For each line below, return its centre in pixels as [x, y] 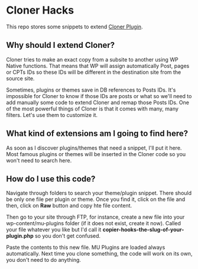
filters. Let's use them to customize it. [52, 115]
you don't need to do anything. [44, 260]
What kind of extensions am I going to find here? [97, 134]
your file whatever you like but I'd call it [54, 230]
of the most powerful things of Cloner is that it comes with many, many [92, 108]
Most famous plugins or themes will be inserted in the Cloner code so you [96, 154]
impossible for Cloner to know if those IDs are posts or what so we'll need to [99, 96]
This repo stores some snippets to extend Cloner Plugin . [74, 27]
